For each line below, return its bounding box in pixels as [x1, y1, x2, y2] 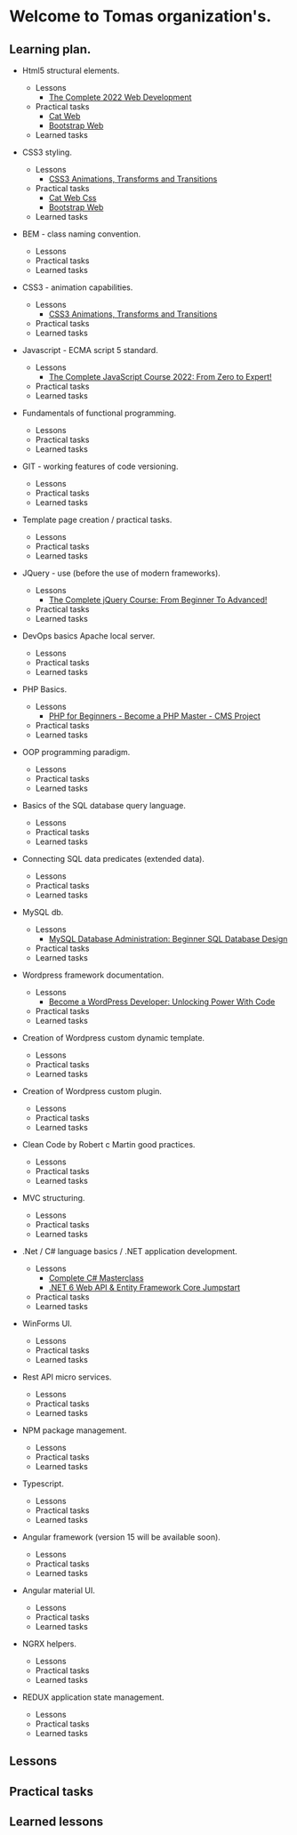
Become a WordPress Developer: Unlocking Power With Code [48, 996, 276, 1007]
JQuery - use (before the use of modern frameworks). [21, 567, 221, 578]
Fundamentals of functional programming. [21, 407, 177, 418]
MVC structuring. [21, 1193, 85, 1203]
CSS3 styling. [21, 147, 73, 157]
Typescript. [21, 1478, 64, 1489]
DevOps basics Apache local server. [21, 631, 156, 641]
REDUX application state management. [21, 1692, 165, 1702]
